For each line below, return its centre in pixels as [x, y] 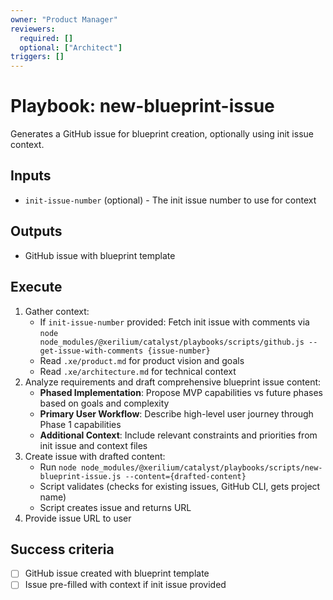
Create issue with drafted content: [95, 456]
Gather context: [57, 311]
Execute [36, 287]
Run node [58, 467]
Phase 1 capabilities [80, 424]
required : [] [46, 38]
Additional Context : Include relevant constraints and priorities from [178, 435]
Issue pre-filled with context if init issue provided [125, 585]
